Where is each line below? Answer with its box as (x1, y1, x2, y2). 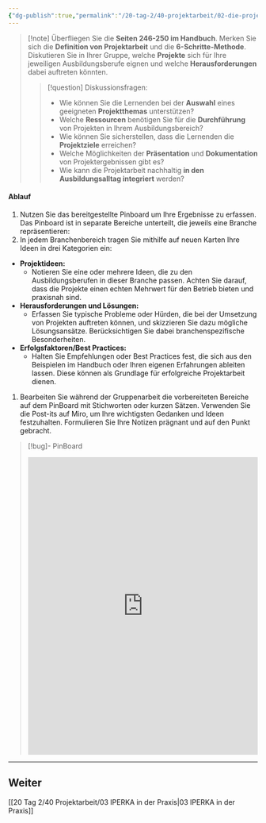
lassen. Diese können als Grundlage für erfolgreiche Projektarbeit (31, 368, 245, 378)
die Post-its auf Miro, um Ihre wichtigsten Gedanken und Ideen (19, 409, 224, 418)
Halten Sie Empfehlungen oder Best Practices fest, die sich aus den (31, 351, 252, 361)
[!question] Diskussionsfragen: (47, 83, 148, 92)
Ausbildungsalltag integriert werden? (59, 174, 184, 183)
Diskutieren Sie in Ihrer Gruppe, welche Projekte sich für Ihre (27, 50, 227, 60)
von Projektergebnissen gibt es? (59, 156, 165, 167)
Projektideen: (19, 259, 66, 268)
